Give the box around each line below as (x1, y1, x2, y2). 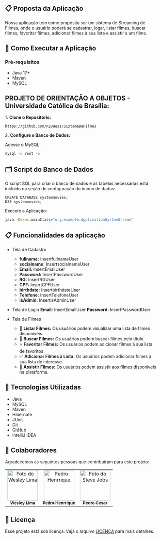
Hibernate (12, 411, 32, 417)
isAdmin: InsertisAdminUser (19, 297, 76, 303)
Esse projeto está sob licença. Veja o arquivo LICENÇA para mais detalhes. (5, 528, 155, 534)
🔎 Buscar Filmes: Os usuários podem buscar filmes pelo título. (19, 336, 145, 342)
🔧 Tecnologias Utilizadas (5, 383, 81, 392)
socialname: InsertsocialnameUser (19, 261, 90, 267)
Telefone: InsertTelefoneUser (19, 292, 79, 298)
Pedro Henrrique (43, 500, 76, 506)
